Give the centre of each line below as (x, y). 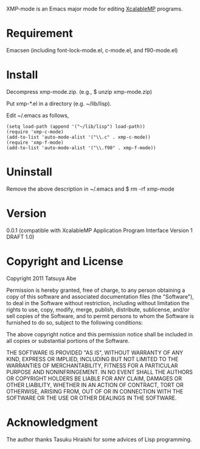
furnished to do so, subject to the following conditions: (74, 322)
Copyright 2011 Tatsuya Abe (41, 278)
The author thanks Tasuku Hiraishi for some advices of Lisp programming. (99, 439)
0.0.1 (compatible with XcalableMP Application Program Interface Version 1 (99, 230)
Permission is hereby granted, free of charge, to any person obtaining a (96, 290)
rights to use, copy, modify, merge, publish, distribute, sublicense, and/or (98, 309)
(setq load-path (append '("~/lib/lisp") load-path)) (76, 126)
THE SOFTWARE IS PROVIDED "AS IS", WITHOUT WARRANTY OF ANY (95, 352)
